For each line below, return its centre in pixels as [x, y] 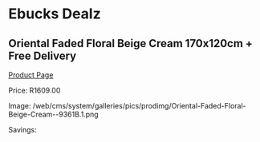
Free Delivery [43, 55]
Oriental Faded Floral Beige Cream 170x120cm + [130, 43]
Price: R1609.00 [35, 90]
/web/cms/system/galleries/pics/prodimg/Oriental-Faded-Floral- [139, 106]
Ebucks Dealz [55, 14]
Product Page [31, 75]
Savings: [23, 130]
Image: [20, 106]
